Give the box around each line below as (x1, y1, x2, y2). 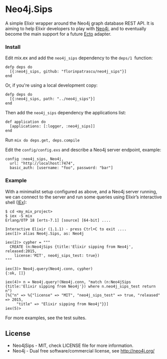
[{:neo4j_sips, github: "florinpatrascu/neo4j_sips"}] (10, 69, 127, 74)
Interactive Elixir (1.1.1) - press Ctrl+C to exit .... (5, 227, 127, 232)
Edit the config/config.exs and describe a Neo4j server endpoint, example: (5, 147, 161, 153)
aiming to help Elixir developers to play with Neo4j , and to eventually (5, 25, 146, 31)
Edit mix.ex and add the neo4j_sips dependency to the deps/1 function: (5, 55, 153, 61)
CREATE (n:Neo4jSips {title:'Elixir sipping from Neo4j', (10, 244, 134, 249)
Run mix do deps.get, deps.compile (5, 137, 80, 143)
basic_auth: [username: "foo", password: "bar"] (10, 165, 113, 171)
